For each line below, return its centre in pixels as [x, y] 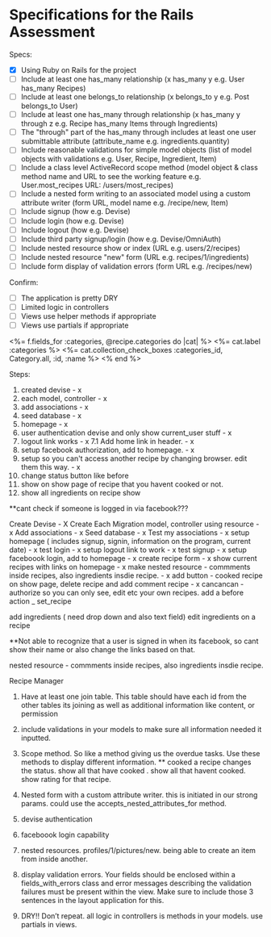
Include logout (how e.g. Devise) [75, 230]
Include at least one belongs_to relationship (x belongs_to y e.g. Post [135, 97]
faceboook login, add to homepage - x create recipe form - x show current [133, 558]
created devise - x [51, 390]
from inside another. [54, 859]
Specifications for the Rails [102, 15]
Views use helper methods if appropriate [88, 316]
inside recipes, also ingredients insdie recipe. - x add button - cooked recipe [136, 575]
